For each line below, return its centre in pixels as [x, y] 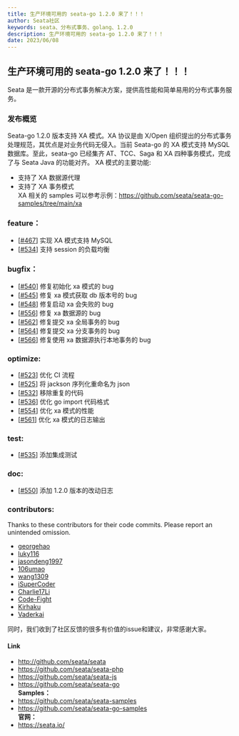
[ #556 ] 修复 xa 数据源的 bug [59, 313]
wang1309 [33, 577]
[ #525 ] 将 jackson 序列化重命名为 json [74, 384]
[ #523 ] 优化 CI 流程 [46, 375]
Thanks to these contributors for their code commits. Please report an [110, 525]
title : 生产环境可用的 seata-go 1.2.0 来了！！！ [76, 14]
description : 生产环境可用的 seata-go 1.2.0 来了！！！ [86, 34]
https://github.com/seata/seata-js [67, 677]
